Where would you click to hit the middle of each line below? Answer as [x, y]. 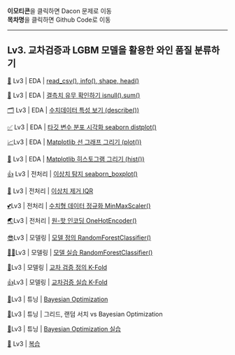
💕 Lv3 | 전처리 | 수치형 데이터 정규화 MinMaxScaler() [79, 205]
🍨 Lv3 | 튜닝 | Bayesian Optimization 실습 [64, 328]
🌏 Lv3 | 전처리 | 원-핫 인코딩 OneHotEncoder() [72, 220]
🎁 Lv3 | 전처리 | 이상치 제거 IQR [50, 191]
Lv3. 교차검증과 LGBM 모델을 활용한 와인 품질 [100, 51]
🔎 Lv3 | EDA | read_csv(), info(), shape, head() [73, 80]
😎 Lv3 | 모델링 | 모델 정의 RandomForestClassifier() [79, 238]
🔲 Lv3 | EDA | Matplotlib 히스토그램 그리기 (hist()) [76, 159]
